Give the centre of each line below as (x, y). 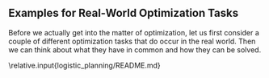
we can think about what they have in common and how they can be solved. (135, 49)
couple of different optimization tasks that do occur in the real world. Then (132, 41)
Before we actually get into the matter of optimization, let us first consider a (134, 32)
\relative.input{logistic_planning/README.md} (85, 65)
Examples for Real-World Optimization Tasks (124, 13)
